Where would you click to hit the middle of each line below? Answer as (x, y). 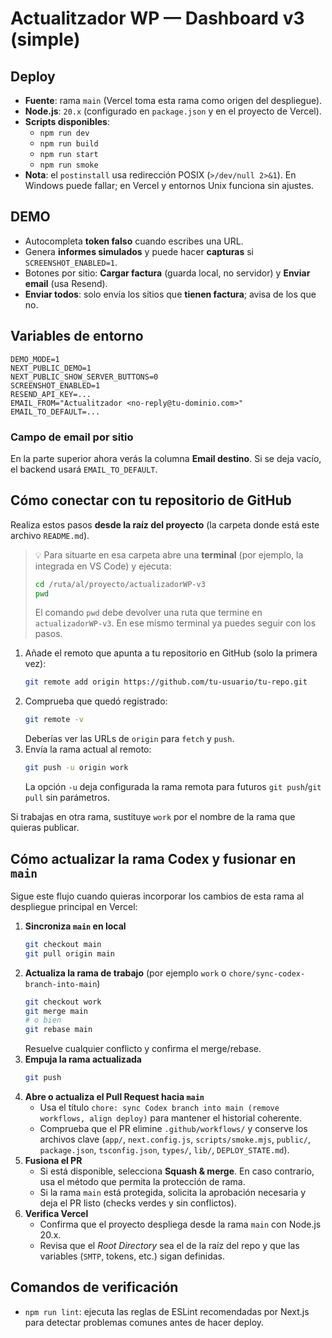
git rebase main (58, 1030)
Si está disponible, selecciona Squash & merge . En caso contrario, (177, 1171)
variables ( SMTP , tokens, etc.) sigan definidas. (132, 1256)
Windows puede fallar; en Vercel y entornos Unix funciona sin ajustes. (169, 185)
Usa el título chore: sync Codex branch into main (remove (159, 1108)
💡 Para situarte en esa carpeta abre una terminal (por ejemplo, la (169, 554)
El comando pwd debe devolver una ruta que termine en (148, 613)
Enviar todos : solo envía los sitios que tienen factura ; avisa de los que (170, 294)
